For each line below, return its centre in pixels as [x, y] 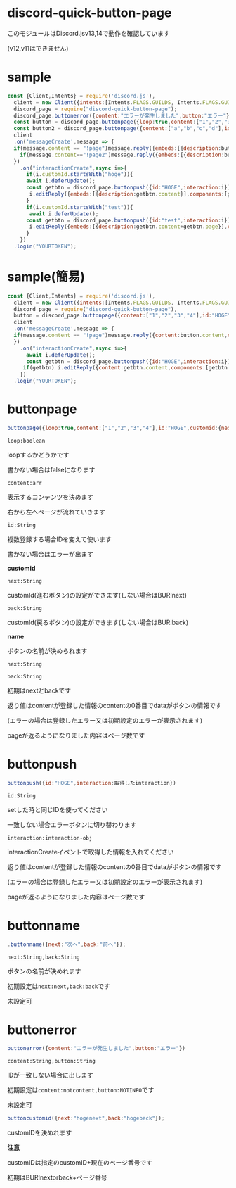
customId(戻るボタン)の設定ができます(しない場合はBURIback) [98, 622]
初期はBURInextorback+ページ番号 [57, 1177]
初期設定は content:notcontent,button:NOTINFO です [81, 1090]
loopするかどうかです [38, 455]
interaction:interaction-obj [50, 838]
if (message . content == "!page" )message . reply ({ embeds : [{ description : [117, 148]
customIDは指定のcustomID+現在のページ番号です [80, 1163]
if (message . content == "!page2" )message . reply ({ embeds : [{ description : [122, 155]
